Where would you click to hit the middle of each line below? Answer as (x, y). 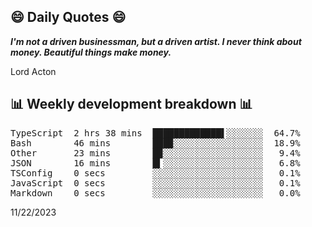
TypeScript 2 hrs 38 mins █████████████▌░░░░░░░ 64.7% (155, 133)
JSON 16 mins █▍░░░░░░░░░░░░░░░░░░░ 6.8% (155, 163)
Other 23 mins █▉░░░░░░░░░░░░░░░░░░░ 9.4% (155, 153)
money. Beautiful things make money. (91, 52)
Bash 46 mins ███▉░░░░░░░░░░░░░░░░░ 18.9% (155, 143)
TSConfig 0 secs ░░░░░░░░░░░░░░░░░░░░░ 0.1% (155, 173)
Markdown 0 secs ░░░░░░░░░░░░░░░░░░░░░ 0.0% (155, 193)
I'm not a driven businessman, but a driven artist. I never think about (156, 41)
